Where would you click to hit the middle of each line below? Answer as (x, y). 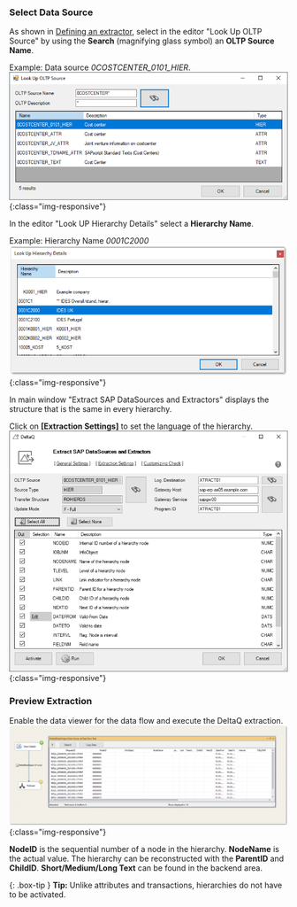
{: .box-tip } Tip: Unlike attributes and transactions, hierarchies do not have (146, 885)
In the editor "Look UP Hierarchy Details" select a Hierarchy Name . (132, 224)
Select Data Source (51, 12)
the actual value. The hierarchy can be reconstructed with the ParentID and (147, 859)
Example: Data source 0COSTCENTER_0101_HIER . (100, 67)
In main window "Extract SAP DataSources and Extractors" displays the (139, 399)
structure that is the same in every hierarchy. (91, 409)
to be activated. (38, 895)
